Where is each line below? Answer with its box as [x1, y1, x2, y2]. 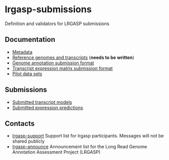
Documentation [5, 35, 56, 44]
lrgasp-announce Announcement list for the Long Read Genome [12, 144, 148, 150]
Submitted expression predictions [12, 104, 83, 110]
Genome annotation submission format [12, 60, 94, 66]
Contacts [5, 119, 35, 128]
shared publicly [12, 138, 45, 144]
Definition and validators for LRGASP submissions [5, 20, 110, 27]
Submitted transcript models [12, 99, 73, 105]
